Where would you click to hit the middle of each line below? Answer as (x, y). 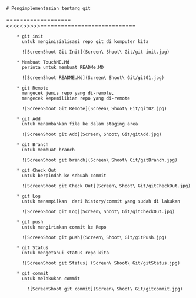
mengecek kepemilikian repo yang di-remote (76, 98)
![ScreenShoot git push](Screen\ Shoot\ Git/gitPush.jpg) (94, 237)
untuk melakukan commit (51, 279)
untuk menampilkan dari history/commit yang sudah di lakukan (101, 201)
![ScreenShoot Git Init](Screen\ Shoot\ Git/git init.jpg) (95, 52)
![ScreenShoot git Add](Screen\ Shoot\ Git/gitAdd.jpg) (92, 134)
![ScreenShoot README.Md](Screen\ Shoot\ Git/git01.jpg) (93, 78)
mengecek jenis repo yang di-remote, (68, 93)
